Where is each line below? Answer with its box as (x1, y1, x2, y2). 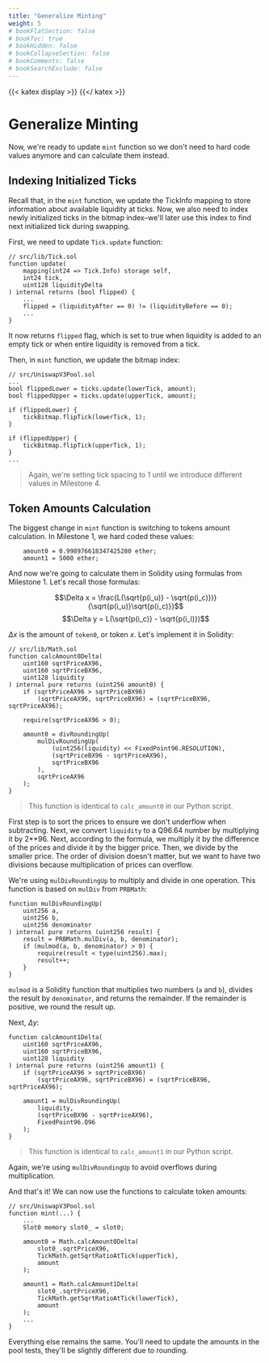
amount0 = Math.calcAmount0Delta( (23, 1238, 139, 1246)
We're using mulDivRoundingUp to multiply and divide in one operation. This (8, 876, 256, 885)
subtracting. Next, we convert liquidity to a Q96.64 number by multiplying (8, 826, 260, 835)
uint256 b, (23, 914, 60, 923)
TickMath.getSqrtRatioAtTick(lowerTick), (37, 1294, 179, 1303)
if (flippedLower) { (8, 406, 78, 414)
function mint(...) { (8, 1209, 82, 1218)
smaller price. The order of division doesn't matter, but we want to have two (8, 851, 261, 861)
